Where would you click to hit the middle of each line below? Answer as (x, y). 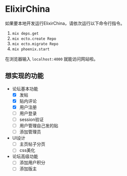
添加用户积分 (32, 163)
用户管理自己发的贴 (39, 126)
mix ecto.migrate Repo (35, 44)
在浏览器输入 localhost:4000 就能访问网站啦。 (52, 59)
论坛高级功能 (25, 156)
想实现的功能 (24, 76)
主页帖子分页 (32, 144)
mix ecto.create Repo (34, 39)
